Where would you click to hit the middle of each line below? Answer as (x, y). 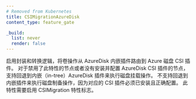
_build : (16, 33)
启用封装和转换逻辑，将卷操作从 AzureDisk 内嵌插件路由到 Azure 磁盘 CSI (95, 61)
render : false (28, 44)
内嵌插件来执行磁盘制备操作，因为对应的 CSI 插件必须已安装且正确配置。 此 (97, 83)
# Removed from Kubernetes (39, 11)
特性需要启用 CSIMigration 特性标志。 (51, 90)
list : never (26, 38)
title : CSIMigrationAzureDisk (43, 17)
